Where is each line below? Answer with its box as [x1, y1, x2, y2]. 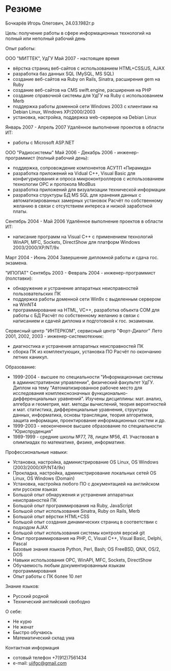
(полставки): [5, 275, 33, 281]
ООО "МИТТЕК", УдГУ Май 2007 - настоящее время [5, 55, 119, 61]
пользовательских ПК [12, 290, 61, 297]
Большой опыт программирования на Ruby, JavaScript [12, 502, 133, 509]
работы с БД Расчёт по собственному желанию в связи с [12, 312, 140, 318]
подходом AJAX [12, 524, 48, 530]
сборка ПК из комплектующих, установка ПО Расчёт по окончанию [12, 348, 162, 354]
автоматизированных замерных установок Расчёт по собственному [12, 197, 163, 203]
